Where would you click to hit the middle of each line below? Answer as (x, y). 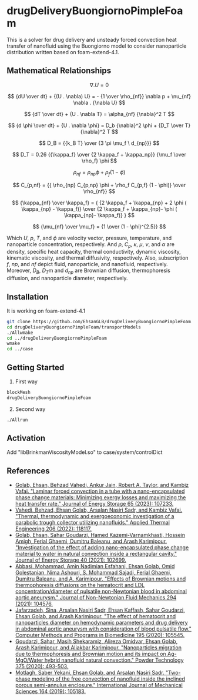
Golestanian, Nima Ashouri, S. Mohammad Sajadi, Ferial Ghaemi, (93, 573)
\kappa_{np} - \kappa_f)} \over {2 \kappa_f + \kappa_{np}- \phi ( (99, 209)
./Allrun (17, 420)
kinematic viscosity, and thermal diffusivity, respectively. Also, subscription (98, 258)
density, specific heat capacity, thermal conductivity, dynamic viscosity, (94, 252)
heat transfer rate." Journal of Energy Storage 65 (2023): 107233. (94, 504)
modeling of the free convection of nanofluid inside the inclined (108, 679)
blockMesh (19, 393)
